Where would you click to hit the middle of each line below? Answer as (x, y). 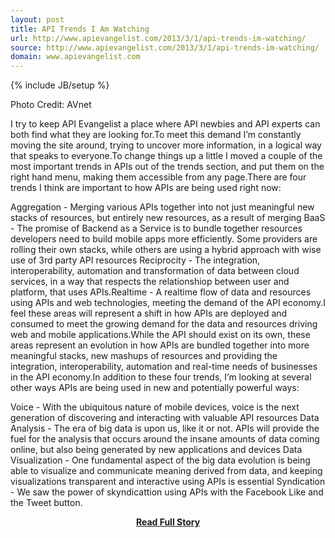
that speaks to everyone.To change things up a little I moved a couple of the (166, 156)
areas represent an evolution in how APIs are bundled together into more (160, 345)
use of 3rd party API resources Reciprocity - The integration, (135, 260)
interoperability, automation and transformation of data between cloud (155, 271)
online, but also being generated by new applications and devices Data (156, 450)
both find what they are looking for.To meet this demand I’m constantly (156, 135)
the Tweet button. (46, 503)
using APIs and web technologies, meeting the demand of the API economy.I (168, 303)
